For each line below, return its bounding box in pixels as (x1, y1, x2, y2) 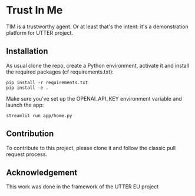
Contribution (6, 129, 54, 139)
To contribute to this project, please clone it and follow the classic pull (6, 144, 176, 151)
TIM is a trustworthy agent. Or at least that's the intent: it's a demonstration (6, 23, 189, 30)
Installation (6, 46, 48, 57)
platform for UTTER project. (6, 29, 74, 36)
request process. (6, 151, 48, 158)
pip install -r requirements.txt (6, 79, 88, 85)
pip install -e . (6, 85, 49, 91)
